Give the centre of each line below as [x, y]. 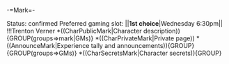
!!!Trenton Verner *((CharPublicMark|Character [74, 31]
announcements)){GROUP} [156, 46]
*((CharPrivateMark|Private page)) [145, 38]
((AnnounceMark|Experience [48, 46]
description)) [161, 31]
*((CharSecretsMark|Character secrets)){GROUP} [150, 53]
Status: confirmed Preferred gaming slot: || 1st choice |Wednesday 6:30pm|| [115, 23]
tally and [103, 46]
